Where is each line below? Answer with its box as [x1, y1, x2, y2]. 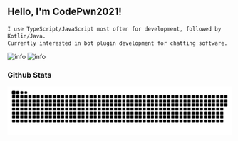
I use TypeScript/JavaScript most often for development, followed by [7, 25, 222, 33]
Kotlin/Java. [7, 32, 46, 40]
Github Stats [7, 70, 52, 80]
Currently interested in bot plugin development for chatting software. [7, 39, 228, 47]
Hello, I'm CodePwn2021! [7, 6, 123, 18]
